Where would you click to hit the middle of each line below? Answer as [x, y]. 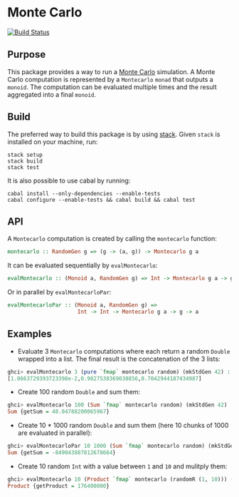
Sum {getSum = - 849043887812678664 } [62, 453]
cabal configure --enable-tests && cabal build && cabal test [101, 200]
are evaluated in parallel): [55, 433]
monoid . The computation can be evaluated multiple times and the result [112, 87]
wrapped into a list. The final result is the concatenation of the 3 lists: [119, 359]
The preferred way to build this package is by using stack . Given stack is [114, 134]
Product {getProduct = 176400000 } [59, 486]
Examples [30, 334]
